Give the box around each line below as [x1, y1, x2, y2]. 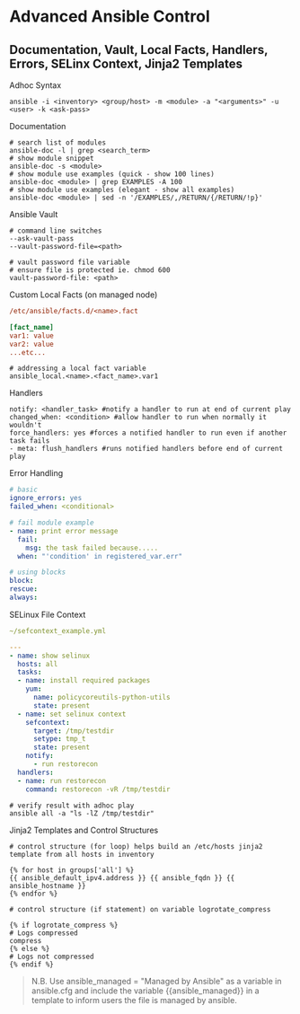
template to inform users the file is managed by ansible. [31, 994, 238, 1005]
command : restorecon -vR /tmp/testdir [25, 784, 171, 794]
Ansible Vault [9, 209, 58, 219]
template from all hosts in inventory [9, 850, 154, 859]
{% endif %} [9, 959, 54, 969]
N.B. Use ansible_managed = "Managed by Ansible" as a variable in [31, 975, 282, 986]
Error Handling [9, 468, 64, 479]
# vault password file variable [9, 258, 130, 267]
